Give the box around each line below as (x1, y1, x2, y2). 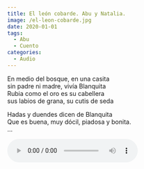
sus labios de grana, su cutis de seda (7, 97, 114, 105)
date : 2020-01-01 (7, 23, 58, 30)
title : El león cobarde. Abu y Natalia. (7, 10, 127, 17)
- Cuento (13, 42, 39, 49)
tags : (7, 29, 23, 37)
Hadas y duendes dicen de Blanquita (7, 110, 113, 118)
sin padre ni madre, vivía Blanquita (7, 81, 106, 90)
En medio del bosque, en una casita (7, 74, 110, 83)
